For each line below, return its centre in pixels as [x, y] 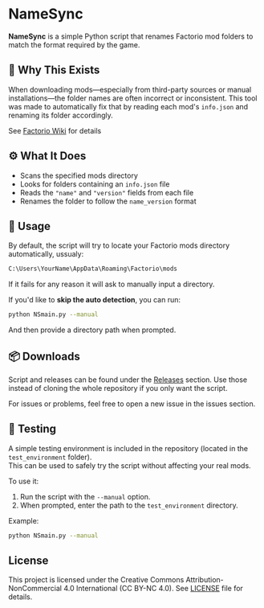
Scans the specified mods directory [79, 175]
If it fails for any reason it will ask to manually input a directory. [112, 284]
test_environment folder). [50, 457]
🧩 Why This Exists [54, 70]
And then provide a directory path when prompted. [92, 330]
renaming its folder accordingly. [61, 115]
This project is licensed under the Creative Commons [96, 580]
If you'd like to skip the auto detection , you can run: [95, 300]
